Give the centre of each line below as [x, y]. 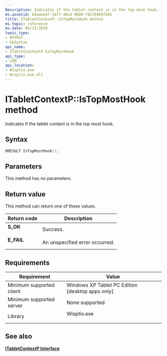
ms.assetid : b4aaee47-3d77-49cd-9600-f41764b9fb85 [59, 14]
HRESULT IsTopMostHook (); [32, 151]
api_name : [15, 47]
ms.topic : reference [27, 24]
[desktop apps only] [90, 291]
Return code [23, 218]
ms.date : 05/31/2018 [27, 28]
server [15, 306]
